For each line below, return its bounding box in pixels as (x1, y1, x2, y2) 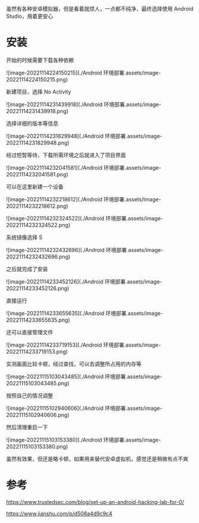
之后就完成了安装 (6, 265, 48, 272)
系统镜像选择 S (6, 234, 43, 241)
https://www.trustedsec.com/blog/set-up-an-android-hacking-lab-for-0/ (6, 498, 184, 505)
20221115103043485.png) (6, 379, 70, 387)
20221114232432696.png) (6, 253, 71, 260)
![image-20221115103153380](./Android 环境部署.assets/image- (6, 436, 162, 443)
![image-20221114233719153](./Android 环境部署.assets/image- (6, 341, 161, 348)
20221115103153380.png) (6, 443, 68, 450)
